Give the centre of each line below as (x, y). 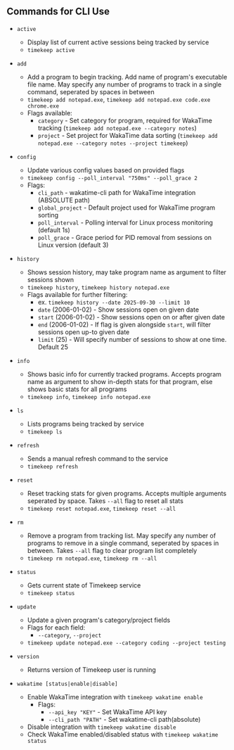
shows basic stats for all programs (77, 389)
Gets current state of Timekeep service (84, 585)
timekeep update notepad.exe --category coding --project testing (126, 643)
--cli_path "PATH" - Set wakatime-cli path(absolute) (124, 719)
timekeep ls (45, 432)
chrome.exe (43, 106)
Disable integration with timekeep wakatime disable (102, 727)
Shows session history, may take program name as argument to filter (126, 272)
